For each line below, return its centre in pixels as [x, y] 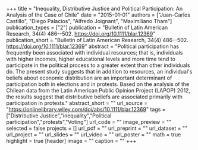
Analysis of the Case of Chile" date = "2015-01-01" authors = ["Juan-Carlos [98, 15]
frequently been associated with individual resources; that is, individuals [95, 52]
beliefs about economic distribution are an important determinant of [89, 78]
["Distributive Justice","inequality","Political [59, 116]
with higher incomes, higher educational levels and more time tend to [91, 59]
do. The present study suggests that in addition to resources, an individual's [99, 71]
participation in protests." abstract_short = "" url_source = [77, 103]
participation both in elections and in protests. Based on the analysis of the [98, 84]
